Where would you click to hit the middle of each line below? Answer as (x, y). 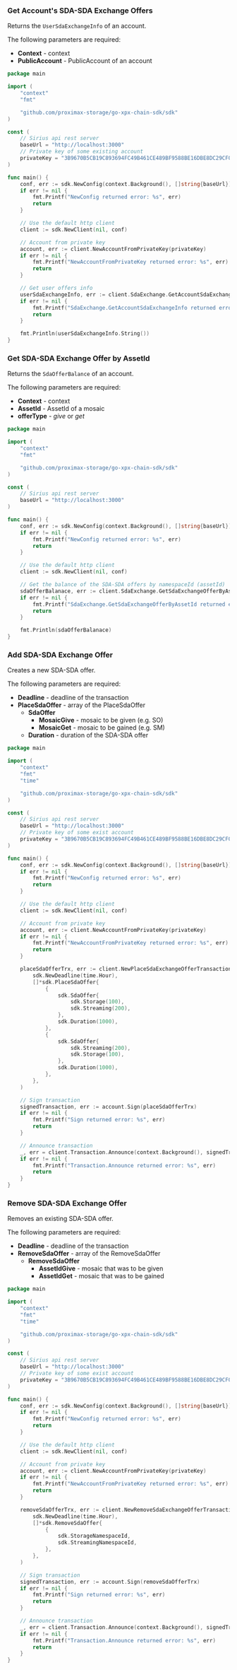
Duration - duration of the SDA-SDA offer (88, 735)
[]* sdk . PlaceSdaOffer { (66, 982)
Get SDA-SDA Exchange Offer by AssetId (79, 358)
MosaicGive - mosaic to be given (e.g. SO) (101, 720)
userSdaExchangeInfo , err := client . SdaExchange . (95, 294)
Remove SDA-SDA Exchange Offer (67, 1203)
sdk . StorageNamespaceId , (94, 1536)
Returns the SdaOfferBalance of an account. (71, 374)
